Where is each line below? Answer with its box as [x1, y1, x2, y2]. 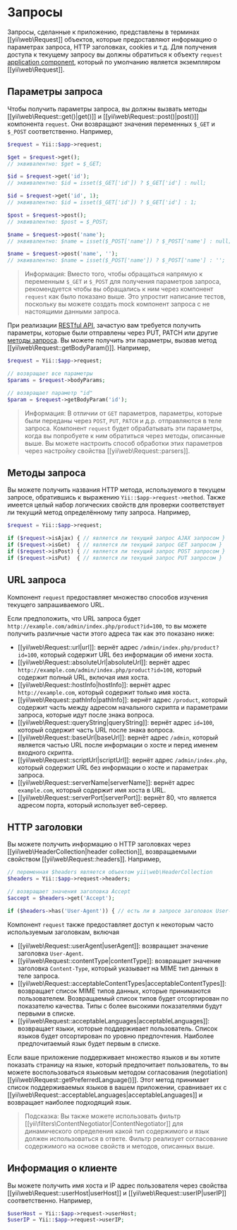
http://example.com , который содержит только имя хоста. [17, 688, 192, 696]
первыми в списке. [17, 1009, 75, 1018]
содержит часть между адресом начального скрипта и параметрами [17, 703, 228, 711]
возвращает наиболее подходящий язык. [7, 1098, 132, 1106]
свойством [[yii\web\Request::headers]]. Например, [7, 855, 162, 863]
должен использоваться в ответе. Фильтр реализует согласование [24, 1134, 228, 1143]
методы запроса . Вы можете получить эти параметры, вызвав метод [7, 336, 217, 345]
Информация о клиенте [7, 1162, 118, 1175]
